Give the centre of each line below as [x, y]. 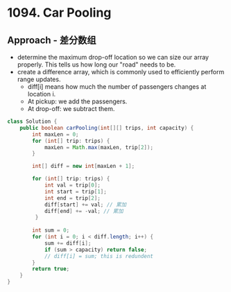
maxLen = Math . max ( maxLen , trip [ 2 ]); [99, 147]
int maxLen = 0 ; [55, 134]
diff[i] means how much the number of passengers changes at [117, 87]
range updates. [39, 79]
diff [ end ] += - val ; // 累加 [84, 211]
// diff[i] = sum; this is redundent [99, 256]
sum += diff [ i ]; [68, 243]
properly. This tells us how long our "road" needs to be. [96, 65]
